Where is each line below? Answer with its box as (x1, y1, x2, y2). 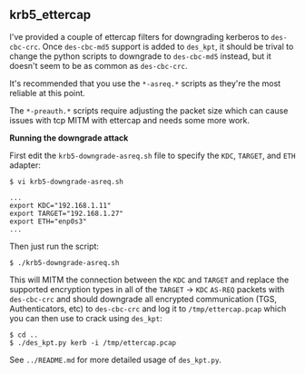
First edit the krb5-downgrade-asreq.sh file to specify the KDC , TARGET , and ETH (9, 150, 296, 161)
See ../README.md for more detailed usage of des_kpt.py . (9, 354, 222, 365)
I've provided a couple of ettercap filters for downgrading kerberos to (9, 31, 270, 42)
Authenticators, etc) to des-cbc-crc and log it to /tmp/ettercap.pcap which (9, 303, 287, 314)
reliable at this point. (9, 87, 86, 98)
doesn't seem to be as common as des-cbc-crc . (9, 60, 188, 71)
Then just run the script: (9, 241, 100, 251)
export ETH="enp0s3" (9, 217, 88, 226)
